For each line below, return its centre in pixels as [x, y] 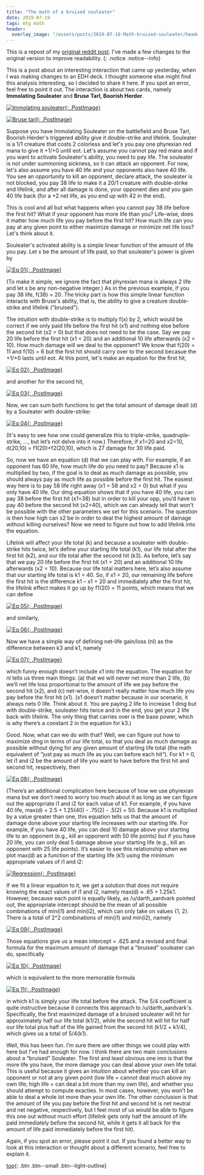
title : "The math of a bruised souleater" [61, 12]
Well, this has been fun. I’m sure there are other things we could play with [98, 1046]
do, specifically [25, 954]
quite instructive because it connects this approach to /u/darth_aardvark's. [100, 1008]
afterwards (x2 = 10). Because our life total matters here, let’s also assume [99, 568]
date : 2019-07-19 [28, 18]
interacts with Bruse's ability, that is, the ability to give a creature [87, 301]
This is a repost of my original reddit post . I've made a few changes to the [98, 52]
